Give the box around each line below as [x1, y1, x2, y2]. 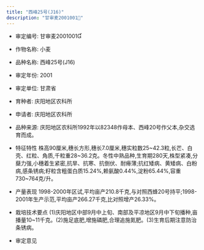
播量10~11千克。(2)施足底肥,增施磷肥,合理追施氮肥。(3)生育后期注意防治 [15, 216, 197, 224]
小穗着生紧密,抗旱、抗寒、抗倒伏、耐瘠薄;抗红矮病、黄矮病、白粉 [32, 159, 198, 167]
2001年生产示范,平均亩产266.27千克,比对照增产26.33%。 [15, 195, 160, 203]
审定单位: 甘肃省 [15, 84, 56, 92]
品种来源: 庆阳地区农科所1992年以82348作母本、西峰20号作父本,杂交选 [15, 123, 195, 131]
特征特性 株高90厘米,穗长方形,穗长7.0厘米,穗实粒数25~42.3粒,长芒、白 [15, 144, 193, 151]
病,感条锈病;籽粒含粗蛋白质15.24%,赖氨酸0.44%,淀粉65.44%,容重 [15, 167, 181, 175]
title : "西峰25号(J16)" [6, 9, 64, 15]
